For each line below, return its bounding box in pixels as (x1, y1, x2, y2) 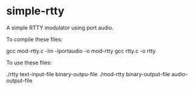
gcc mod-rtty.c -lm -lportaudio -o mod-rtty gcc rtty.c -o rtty (6, 47, 156, 55)
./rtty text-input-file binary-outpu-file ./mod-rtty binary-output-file (6, 70, 170, 77)
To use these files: (6, 59, 53, 66)
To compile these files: (6, 35, 63, 43)
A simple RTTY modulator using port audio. (6, 24, 114, 31)
